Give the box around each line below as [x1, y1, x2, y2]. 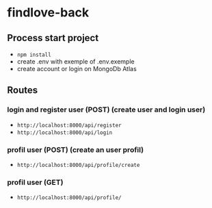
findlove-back [7, 5, 90, 21]
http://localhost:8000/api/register [16, 122, 122, 129]
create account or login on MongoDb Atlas [16, 65, 137, 73]
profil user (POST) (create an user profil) [7, 145, 144, 155]
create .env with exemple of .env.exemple [16, 57, 135, 66]
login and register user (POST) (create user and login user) [7, 105, 206, 114]
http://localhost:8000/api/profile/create [16, 161, 140, 168]
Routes [7, 84, 38, 96]
